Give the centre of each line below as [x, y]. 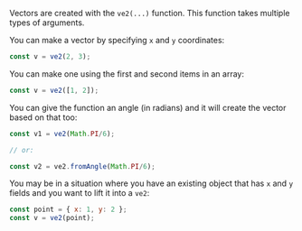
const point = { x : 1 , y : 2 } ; [68, 210]
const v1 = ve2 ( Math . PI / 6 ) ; [62, 134]
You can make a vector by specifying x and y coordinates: [117, 40]
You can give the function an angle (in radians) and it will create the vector [148, 107]
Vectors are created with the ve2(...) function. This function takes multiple [150, 13]
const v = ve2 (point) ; [52, 218]
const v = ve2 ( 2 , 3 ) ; [50, 57]
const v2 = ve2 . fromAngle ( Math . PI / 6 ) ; [82, 166]
